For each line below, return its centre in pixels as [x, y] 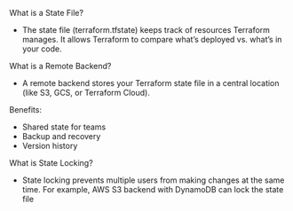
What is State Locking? [51, 163]
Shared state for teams [64, 127]
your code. [42, 49]
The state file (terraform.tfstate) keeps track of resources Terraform [146, 30]
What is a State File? [47, 13]
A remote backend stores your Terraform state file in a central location [150, 83]
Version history [50, 146]
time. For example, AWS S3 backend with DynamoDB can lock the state [153, 189]
